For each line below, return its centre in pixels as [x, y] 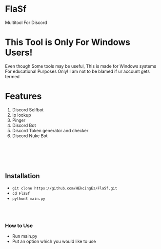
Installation [22, 176]
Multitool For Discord [26, 22]
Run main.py [25, 236]
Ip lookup [21, 115]
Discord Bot [24, 125]
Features [23, 96]
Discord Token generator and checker [50, 130]
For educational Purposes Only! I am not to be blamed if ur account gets [78, 71]
